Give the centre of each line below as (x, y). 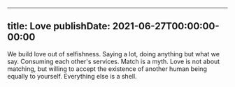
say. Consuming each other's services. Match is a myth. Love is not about (114, 61)
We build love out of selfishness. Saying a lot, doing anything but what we (114, 54)
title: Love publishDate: (59, 26)
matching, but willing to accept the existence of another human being (107, 69)
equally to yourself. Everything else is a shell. (72, 76)
